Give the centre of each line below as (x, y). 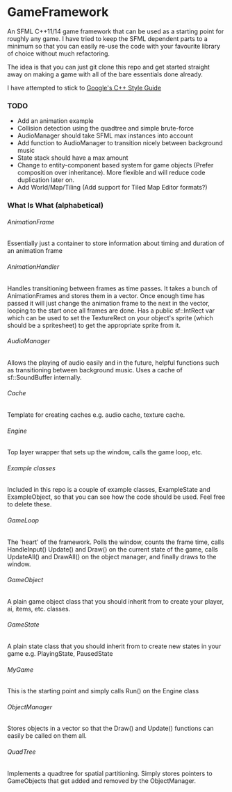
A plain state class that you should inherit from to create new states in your (114, 646)
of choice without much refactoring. (58, 53)
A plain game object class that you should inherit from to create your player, (116, 601)
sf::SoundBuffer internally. (44, 377)
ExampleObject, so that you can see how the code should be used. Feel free (116, 497)
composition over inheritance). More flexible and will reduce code (111, 173)
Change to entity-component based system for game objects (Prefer (115, 165)
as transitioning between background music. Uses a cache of (95, 370)
